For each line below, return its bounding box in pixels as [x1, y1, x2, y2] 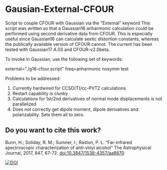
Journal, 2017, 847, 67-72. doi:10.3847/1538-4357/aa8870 [5, 150, 125, 156]
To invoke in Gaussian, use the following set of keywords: [5, 56, 123, 62]
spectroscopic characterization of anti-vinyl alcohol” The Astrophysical [5, 145, 152, 151]
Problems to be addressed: [5, 75, 61, 81]
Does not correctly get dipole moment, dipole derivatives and [12, 106, 139, 112]
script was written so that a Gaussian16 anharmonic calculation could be [5, 25, 154, 31]
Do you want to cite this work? [5, 126, 101, 135]
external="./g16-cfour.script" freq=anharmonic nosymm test [5, 66, 129, 72]
